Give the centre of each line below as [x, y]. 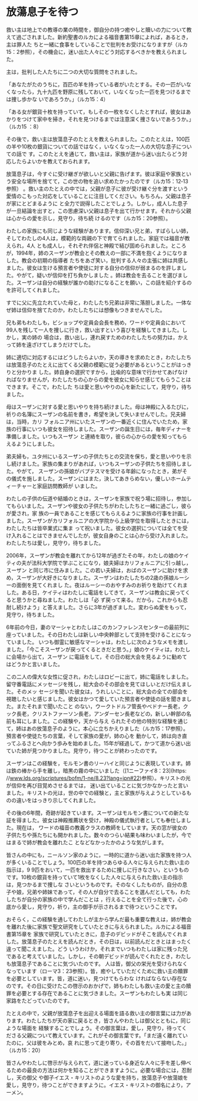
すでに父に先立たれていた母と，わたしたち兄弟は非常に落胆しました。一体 [96, 302]
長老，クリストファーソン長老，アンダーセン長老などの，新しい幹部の [101, 713]
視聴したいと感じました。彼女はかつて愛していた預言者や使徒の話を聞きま [96, 699]
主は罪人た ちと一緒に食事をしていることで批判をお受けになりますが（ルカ [97, 44]
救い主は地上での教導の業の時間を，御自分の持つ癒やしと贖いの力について [96, 30]
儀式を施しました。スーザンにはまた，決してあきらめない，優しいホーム [99, 478]
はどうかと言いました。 [34, 664]
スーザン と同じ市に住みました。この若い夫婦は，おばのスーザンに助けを [95, 570]
